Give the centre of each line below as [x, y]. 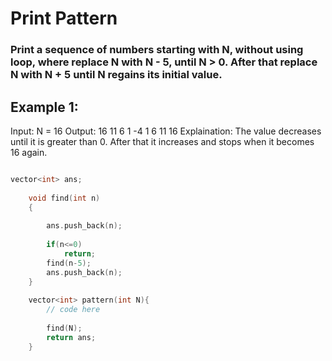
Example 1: [44, 107]
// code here [73, 310]
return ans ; [71, 337]
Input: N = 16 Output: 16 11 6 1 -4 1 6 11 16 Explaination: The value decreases [166, 131]
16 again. [29, 152]
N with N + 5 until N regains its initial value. [116, 75]
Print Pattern [64, 18]
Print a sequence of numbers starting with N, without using [157, 50]
